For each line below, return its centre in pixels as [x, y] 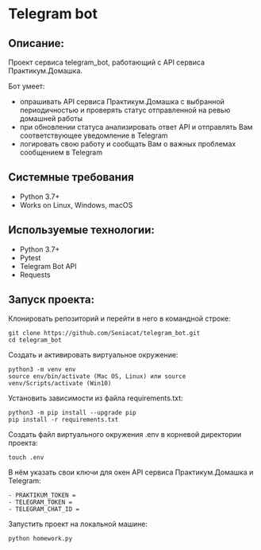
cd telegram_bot [35, 340]
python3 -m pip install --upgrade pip [72, 413]
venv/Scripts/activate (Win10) [60, 384]
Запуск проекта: [52, 300]
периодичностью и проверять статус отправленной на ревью [125, 110]
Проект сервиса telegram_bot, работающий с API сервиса [106, 62]
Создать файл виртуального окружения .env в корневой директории [125, 435]
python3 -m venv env [42, 370]
